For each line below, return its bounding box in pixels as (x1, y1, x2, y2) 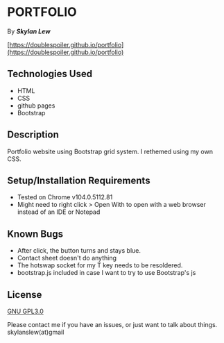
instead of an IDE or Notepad (17, 208, 101, 216)
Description (7, 129, 59, 141)
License (7, 289, 42, 301)
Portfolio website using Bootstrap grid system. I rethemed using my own (7, 147, 214, 156)
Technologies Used (7, 68, 92, 80)
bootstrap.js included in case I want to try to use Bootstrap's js (17, 269, 196, 277)
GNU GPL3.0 (7, 307, 44, 315)
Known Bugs (7, 228, 64, 240)
